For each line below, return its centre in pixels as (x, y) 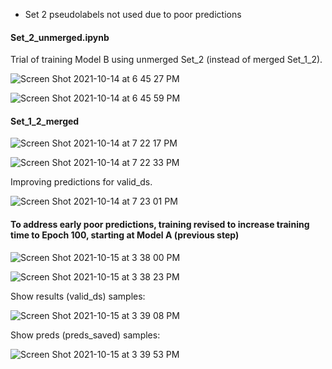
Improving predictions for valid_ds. (81, 182)
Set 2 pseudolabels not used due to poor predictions (133, 14)
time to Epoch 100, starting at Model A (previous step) (125, 235)
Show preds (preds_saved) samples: (85, 335)
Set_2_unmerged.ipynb (60, 37)
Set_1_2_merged (45, 121)
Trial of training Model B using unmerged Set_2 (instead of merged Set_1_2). (166, 60)
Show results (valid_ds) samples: (78, 296)
